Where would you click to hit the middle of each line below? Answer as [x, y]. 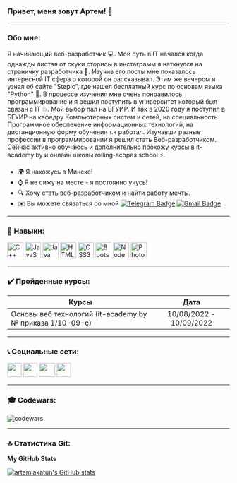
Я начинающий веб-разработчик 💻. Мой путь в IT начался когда [105, 54]
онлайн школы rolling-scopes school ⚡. [108, 155]
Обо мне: [24, 38]
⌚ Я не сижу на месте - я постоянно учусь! [83, 182]
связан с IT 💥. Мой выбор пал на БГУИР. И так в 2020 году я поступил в [116, 109]
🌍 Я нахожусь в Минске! [55, 172]
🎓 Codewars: [32, 400]
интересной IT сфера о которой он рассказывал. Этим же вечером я [111, 79]
